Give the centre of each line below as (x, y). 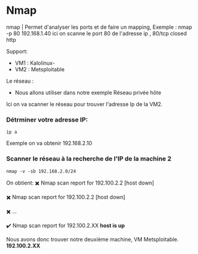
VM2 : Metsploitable (39, 69)
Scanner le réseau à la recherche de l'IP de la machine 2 (89, 159)
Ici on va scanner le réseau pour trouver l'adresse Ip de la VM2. (84, 104)
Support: (17, 51)
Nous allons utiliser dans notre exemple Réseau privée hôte (88, 92)
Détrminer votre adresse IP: (47, 119)
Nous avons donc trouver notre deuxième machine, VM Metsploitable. (92, 239)
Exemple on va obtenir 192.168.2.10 (49, 143)
